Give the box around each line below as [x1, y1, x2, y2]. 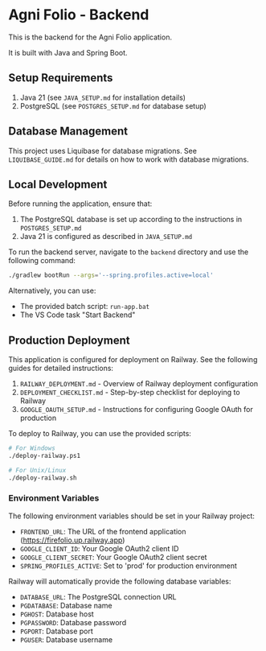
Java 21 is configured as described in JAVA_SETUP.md [19, 232, 193, 241]
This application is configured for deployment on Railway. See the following [8, 355, 258, 365]
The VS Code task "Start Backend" [19, 310, 136, 319]
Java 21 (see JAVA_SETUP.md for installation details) [19, 93, 186, 102]
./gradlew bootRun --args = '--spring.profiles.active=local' [8, 271, 215, 279]
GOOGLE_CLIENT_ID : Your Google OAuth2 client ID [19, 543, 179, 553]
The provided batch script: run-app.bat [19, 302, 150, 311]
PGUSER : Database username [19, 634, 113, 645]
